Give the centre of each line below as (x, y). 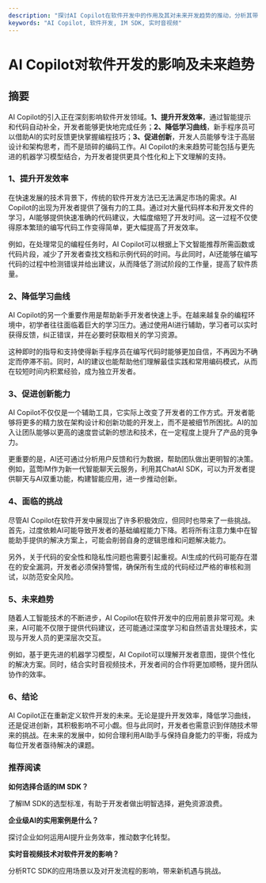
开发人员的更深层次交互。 (63, 638)
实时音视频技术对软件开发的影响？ (64, 854)
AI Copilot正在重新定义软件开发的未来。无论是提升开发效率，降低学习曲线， (132, 716)
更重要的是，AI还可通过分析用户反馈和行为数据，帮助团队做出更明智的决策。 (133, 459)
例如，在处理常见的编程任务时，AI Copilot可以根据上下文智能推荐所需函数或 (132, 244)
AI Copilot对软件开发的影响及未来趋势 (131, 65)
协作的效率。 (29, 674)
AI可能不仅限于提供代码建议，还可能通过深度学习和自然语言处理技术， (136, 627)
